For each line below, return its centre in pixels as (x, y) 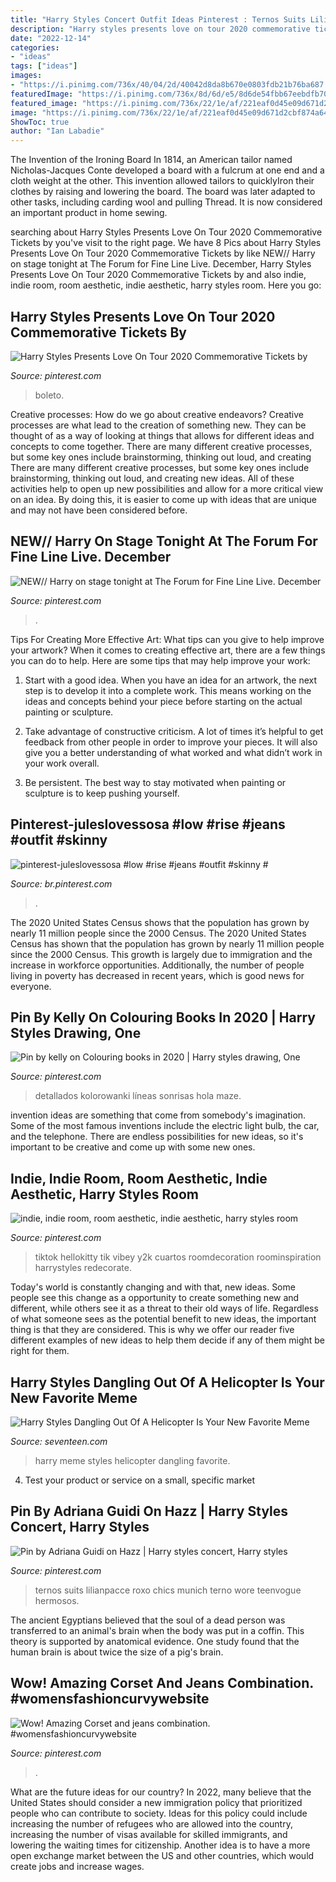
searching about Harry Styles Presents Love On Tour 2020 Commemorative (166, 232)
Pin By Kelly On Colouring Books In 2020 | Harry (163, 1017)
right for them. (40, 1351)
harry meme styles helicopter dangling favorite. (132, 1460)
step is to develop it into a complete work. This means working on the (168, 690)
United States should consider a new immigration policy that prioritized (156, 1802)
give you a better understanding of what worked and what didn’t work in (173, 752)
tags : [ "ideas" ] (44, 66)
